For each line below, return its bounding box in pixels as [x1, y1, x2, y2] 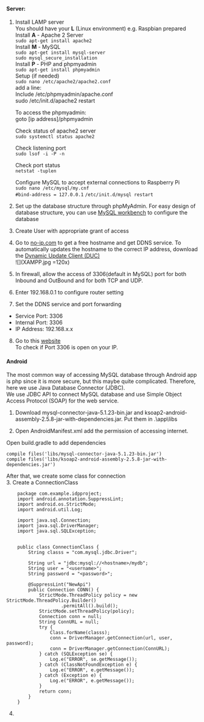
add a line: [15, 84, 41, 92]
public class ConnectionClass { [17, 544, 99, 550]
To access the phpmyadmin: [15, 109, 86, 116]
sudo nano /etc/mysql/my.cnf [15, 185, 90, 192]
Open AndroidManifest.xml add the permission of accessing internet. [15, 428, 189, 435]
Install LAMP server [15, 18, 65, 26]
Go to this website [15, 337, 61, 345]
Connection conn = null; [38, 614, 102, 620]
